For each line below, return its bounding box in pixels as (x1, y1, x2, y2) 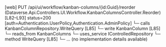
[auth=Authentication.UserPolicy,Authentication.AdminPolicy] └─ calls (5, 20, 150, 26)
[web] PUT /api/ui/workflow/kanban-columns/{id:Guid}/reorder (5, 4, 136, 10)
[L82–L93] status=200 (5, 15, 51, 20)
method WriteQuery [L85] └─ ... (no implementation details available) (5, 36, 148, 42)
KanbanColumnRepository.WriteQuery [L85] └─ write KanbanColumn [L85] (5, 25, 160, 31)
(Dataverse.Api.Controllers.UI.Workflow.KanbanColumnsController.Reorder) (5, 9, 161, 15)
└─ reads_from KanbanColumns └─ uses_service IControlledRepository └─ (5, 31, 161, 36)
